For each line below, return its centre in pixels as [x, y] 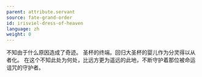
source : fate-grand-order [39, 18]
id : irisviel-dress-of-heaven [45, 23]
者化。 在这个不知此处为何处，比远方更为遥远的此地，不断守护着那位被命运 [101, 60]
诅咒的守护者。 [25, 68]
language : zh [23, 29]
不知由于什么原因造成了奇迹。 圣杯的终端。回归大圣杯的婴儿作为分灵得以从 [101, 53]
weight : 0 [19, 35]
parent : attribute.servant [41, 12]
